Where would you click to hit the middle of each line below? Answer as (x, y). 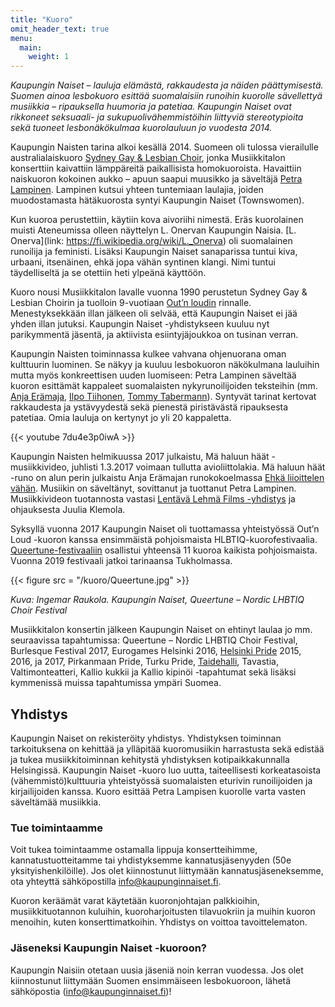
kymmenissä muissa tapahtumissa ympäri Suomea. (116, 683)
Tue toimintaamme (57, 828)
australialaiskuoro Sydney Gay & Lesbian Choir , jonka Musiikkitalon (148, 158)
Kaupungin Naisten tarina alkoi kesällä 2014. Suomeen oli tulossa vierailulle (164, 147)
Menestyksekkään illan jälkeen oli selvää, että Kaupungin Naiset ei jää (154, 313)
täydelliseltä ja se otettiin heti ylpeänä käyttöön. (108, 273)
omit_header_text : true (60, 29)
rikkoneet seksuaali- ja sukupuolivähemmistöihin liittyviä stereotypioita (157, 117)
